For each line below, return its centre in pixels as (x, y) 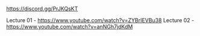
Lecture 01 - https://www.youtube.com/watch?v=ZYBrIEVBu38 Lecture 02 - (100, 20)
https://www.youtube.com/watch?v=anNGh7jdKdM (70, 27)
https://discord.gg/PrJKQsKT (42, 9)
